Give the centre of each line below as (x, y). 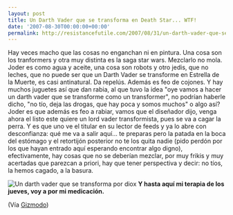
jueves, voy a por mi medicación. (56, 191)
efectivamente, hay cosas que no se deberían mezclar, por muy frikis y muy (116, 156)
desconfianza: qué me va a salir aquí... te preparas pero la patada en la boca (117, 134)
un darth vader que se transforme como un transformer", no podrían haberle (117, 97)
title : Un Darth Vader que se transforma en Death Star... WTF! (102, 20)
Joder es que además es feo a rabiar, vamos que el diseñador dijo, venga (112, 112)
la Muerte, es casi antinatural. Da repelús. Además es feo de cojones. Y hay (115, 82)
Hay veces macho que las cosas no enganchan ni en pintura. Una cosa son (115, 53)
